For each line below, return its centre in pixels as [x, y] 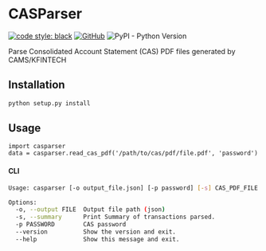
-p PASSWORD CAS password [71, 225]
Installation [37, 85]
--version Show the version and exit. [96, 232]
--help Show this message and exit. [98, 239]
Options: [23, 202]
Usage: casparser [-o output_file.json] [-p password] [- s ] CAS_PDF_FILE [133, 188]
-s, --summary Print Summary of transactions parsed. [115, 217]
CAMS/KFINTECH [37, 60]
